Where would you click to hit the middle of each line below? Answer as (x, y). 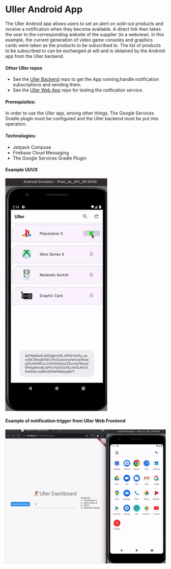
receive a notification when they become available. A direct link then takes (83, 29)
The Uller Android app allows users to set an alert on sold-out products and (84, 24)
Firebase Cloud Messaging (41, 152)
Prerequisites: (21, 102)
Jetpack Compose (32, 147)
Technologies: (21, 135)
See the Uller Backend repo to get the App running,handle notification (86, 79)
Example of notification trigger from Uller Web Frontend (65, 421)
